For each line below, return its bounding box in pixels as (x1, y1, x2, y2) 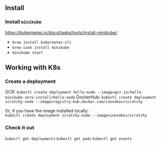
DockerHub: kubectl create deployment (76, 94, 156, 100)
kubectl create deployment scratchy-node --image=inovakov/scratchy (5, 113, 147, 118)
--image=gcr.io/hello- (97, 90, 143, 95)
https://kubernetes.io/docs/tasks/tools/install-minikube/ (5, 29, 118, 36)
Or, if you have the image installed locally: (5, 108, 89, 114)
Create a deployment (5, 78, 56, 85)
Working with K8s (5, 63, 61, 72)
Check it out (5, 124, 35, 131)
